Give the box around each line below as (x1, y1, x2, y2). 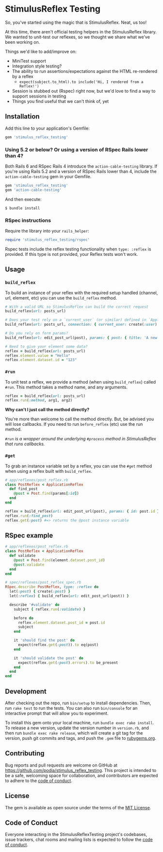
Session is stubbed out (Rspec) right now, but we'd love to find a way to (12, 88, 156, 94)
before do (14, 616, 34, 620)
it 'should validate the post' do (14, 655, 83, 661)
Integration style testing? (12, 63, 62, 69)
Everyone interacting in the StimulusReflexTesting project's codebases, (5, 832, 147, 837)
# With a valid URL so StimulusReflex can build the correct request (5, 304, 149, 309)
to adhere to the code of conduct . (5, 778, 73, 784)
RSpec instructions (5, 217, 51, 224)
